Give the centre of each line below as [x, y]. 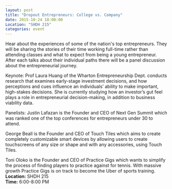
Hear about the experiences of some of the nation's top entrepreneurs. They [86, 44]
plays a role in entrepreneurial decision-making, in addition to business [80, 98]
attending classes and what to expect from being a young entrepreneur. [81, 55]
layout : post [19, 10]
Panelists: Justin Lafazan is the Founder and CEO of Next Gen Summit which [86, 113]
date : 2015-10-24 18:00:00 [34, 20]
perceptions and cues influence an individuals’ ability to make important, [82, 87]
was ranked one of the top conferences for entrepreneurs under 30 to [79, 118]
